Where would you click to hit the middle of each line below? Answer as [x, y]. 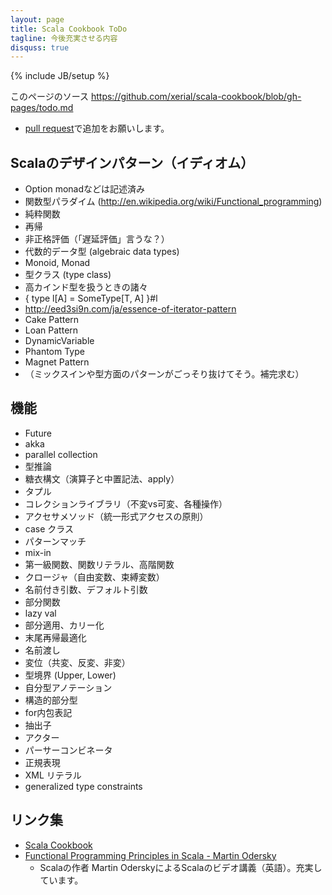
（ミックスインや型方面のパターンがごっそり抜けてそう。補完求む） [164, 374]
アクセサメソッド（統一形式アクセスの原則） [116, 516]
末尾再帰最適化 [55, 637]
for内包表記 [48, 712]
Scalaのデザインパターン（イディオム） [132, 162]
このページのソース [50, 97]
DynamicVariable [59, 341]
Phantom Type [54, 352]
